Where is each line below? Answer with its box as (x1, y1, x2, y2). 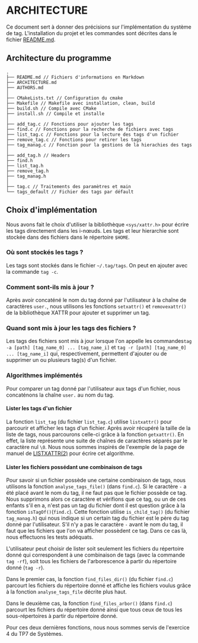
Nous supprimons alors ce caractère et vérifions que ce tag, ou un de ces (6, 495, 186, 503)
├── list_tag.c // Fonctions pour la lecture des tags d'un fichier (6, 132, 179, 138)
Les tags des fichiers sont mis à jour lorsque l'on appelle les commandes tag (6, 338, 192, 345)
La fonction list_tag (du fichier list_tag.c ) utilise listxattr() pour (6, 418, 172, 425)
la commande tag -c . (6, 268, 58, 275)
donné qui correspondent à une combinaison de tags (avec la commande (6, 551, 186, 558)
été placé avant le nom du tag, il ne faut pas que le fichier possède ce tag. (6, 489, 187, 497)
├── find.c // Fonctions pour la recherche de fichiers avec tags (6, 126, 174, 132)
